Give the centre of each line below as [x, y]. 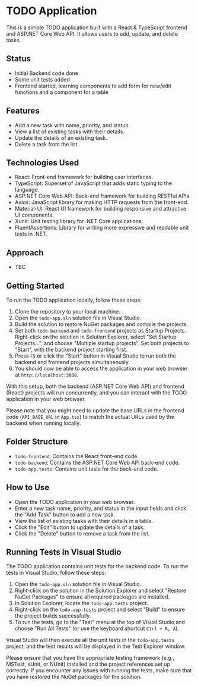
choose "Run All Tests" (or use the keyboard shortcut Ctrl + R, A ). [97, 628]
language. [27, 190]
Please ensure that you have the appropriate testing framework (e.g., [90, 658]
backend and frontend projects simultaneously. [72, 362]
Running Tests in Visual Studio [64, 552]
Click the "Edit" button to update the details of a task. [80, 527]
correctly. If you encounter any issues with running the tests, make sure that [99, 671]
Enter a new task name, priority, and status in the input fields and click [100, 508]
